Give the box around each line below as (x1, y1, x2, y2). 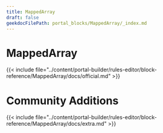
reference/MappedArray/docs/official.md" (6, 73, 111, 80)
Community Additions (6, 94, 119, 108)
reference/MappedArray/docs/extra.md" (6, 120, 107, 128)
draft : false (6, 15, 39, 21)
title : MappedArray (6, 8, 56, 15)
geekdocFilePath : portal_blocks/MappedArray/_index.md (6, 20, 147, 26)
